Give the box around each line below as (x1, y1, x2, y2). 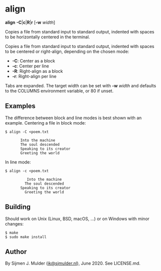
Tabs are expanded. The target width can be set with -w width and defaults (5, 82, 157, 88)
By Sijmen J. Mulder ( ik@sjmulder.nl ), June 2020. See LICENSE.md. (5, 260, 141, 266)
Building (5, 203, 31, 211)
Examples (5, 102, 36, 110)
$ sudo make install (5, 234, 47, 239)
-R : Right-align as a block (12, 68, 63, 74)
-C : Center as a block (12, 58, 55, 64)
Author (5, 247, 27, 255)
